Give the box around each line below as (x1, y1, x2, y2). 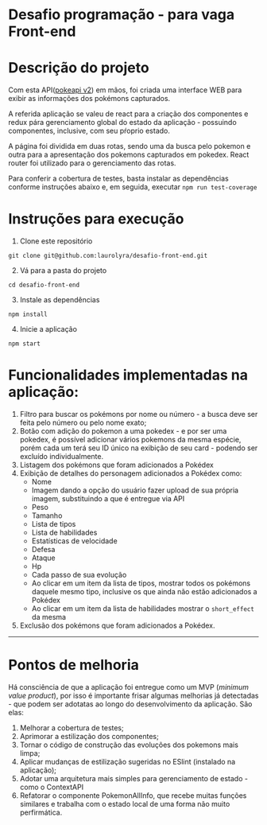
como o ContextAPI (19, 782, 84, 792)
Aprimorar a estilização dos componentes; (19, 731, 159, 741)
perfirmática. (19, 807, 63, 817)
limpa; (19, 748, 41, 757)
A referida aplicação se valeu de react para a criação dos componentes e (8, 109, 249, 119)
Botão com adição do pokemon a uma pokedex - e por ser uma (19, 426, 227, 435)
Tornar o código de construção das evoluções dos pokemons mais (19, 740, 238, 749)
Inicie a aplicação (19, 325, 78, 334)
